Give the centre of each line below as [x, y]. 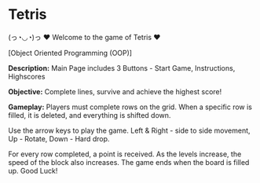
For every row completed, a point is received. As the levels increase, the [125, 154]
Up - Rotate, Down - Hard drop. [59, 138]
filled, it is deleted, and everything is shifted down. [90, 115]
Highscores [27, 76]
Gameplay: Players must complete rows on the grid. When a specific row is [130, 107]
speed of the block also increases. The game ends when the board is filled [129, 162]
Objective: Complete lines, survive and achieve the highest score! [115, 91]
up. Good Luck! [33, 170]
